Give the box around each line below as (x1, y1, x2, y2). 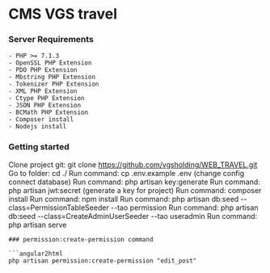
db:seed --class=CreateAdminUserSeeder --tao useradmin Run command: (8, 211, 258, 220)
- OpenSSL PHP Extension (8, 59, 92, 67)
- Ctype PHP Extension (8, 94, 85, 103)
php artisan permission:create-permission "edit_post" (8, 256, 197, 265)
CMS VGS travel (8, 5, 118, 23)
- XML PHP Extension (8, 87, 78, 95)
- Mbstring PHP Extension (8, 73, 95, 82)
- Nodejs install (8, 123, 67, 131)
